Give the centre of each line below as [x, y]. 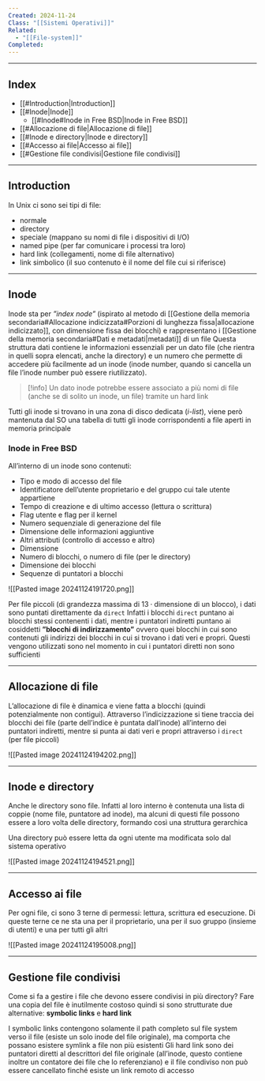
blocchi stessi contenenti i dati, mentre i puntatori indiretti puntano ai [119, 620]
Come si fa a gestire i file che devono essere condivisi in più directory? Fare [131, 996]
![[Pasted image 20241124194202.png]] [72, 755]
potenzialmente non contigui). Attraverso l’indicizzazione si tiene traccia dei [131, 714]
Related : [22, 30]
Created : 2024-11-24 [42, 15]
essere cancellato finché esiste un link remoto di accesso [101, 1071]
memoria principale [39, 428]
